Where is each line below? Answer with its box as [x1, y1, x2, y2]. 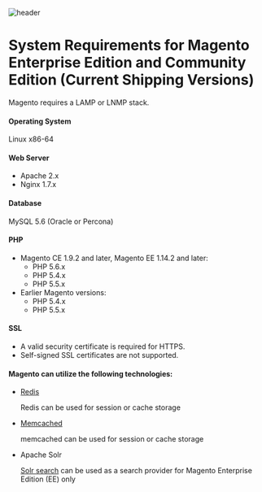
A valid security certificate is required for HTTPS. [20, 342, 186, 351]
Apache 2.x [20, 171, 59, 181]
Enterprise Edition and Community [8, 54, 247, 72]
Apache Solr [20, 450, 63, 459]
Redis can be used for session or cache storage [20, 403, 181, 412]
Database [8, 198, 42, 207]
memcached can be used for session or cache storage [20, 434, 204, 444]
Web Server [8, 153, 50, 163]
